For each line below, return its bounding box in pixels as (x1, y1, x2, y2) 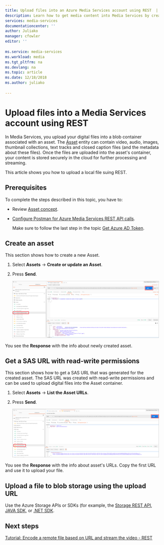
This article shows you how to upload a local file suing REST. (5, 169, 127, 175)
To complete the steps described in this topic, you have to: (5, 197, 123, 202)
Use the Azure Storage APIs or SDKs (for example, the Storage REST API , (5, 502, 152, 508)
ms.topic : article (5, 70, 42, 75)
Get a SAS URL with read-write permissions (5, 357, 140, 365)
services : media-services (5, 18, 58, 23)
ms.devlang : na (5, 65, 36, 70)
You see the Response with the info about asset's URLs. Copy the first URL (5, 462, 156, 468)
